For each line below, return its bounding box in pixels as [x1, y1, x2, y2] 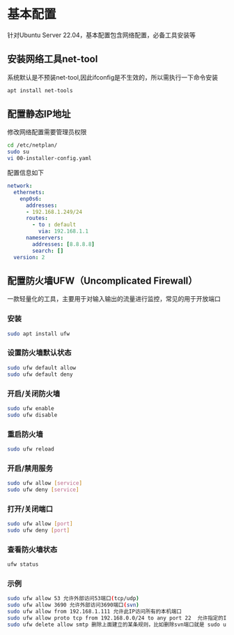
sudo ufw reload [7, 445, 54, 453]
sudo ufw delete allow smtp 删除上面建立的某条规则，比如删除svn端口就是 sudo [7, 621, 221, 628]
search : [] [32, 247, 64, 254]
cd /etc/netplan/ [7, 142, 58, 149]
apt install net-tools [7, 87, 73, 94]
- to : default [32, 221, 77, 228]
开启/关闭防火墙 [7, 388, 61, 398]
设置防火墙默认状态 [7, 348, 72, 358]
